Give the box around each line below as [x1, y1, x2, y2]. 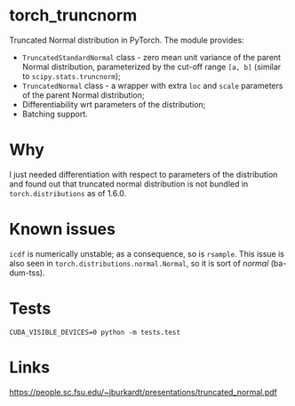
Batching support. [21, 108, 89, 119]
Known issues [9, 219, 116, 240]
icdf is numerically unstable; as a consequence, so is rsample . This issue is [9, 248, 284, 259]
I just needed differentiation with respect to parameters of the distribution [9, 169, 278, 179]
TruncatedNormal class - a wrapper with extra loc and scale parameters [21, 80, 283, 91]
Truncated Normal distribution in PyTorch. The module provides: [9, 35, 244, 45]
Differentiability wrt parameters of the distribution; [21, 99, 206, 109]
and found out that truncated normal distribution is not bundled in [9, 179, 249, 189]
